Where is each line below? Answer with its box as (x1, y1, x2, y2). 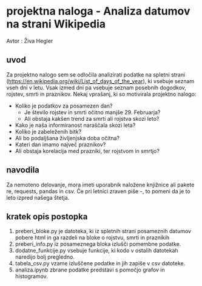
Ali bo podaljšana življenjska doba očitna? (15, 134, 120, 141)
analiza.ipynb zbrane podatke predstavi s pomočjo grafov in (15, 266, 165, 274)
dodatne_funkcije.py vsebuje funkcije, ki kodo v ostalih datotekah (15, 247, 179, 254)
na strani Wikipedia (6, 17, 106, 31)
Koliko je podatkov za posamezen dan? (15, 102, 113, 109)
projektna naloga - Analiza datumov (6, 4, 190, 18)
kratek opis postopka (6, 211, 88, 222)
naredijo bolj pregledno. (15, 253, 75, 260)
